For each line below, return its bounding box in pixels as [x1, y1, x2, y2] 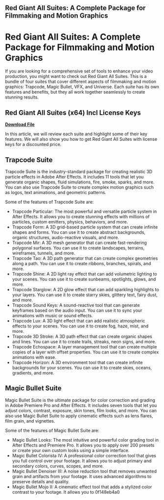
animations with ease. [12, 354, 56, 360]
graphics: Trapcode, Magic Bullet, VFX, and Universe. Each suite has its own [5, 84, 160, 90]
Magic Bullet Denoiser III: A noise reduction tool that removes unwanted [12, 468, 157, 474]
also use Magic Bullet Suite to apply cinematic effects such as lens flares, [5, 413, 153, 419]
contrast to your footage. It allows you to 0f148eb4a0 [12, 489, 120, 495]
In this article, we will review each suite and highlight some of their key [5, 131, 148, 137]
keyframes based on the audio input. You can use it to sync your [12, 307, 142, 313]
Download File [5, 122, 35, 127]
